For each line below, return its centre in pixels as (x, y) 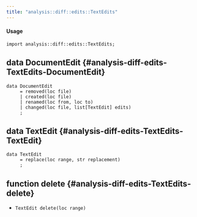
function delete (36, 183)
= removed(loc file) (45, 92)
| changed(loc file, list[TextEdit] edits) (75, 107)
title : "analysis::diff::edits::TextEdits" (62, 12)
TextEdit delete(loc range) (50, 209)
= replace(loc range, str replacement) (70, 160)
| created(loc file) (45, 97)
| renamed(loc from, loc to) (57, 102)
